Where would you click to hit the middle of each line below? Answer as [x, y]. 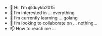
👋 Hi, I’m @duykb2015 [32, 8]
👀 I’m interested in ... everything [42, 13]
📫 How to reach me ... [33, 28]
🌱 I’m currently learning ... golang [44, 18]
